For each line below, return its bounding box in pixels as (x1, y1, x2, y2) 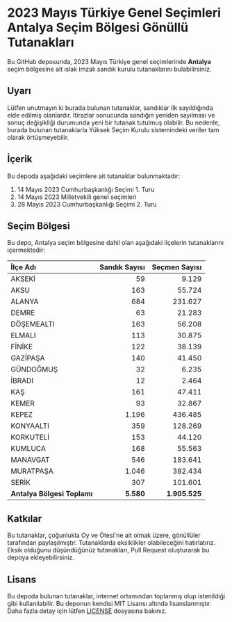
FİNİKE (10, 342, 33, 352)
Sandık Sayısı (99, 262, 146, 272)
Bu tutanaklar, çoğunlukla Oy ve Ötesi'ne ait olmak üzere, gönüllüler (7, 531, 201, 540)
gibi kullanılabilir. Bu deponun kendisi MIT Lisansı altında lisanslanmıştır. (7, 600, 212, 607)
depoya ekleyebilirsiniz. (7, 553, 75, 561)
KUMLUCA (10, 444, 47, 454)
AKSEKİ (10, 274, 36, 284)
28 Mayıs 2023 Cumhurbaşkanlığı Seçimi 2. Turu (17, 200, 158, 208)
